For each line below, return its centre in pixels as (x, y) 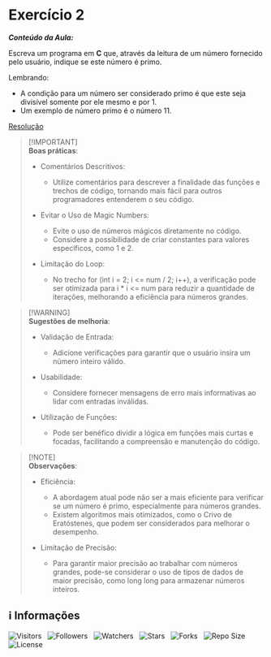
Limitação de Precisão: (79, 547)
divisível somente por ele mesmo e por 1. (88, 102)
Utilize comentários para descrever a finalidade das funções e (156, 182)
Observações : (52, 465)
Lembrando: (29, 77)
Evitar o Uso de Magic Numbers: (95, 215)
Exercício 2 (47, 15)
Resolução (26, 126)
